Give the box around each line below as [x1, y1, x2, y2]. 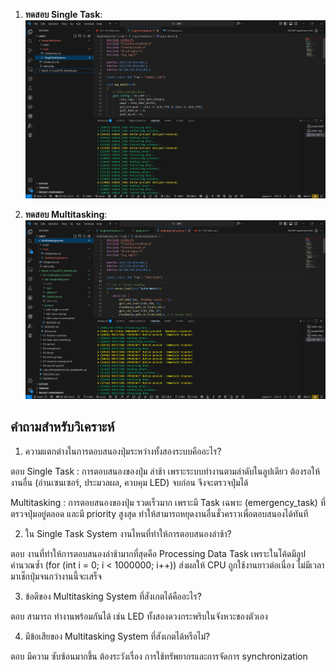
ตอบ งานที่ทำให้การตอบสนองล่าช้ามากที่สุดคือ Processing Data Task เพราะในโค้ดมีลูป [10, 547, 306, 559]
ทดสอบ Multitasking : [24, 209, 108, 221]
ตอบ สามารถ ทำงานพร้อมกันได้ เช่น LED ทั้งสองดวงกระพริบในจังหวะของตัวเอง [10, 610, 268, 622]
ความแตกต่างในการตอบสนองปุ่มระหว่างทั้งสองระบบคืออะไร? [24, 445, 222, 457]
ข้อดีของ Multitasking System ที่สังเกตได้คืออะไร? [24, 590, 202, 602]
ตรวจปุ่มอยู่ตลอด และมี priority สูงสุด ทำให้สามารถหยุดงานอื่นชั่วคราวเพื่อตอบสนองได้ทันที [10, 507, 309, 519]
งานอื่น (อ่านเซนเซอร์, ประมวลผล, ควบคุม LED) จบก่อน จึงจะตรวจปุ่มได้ [10, 476, 249, 488]
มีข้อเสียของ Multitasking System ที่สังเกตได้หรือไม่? [24, 630, 211, 642]
